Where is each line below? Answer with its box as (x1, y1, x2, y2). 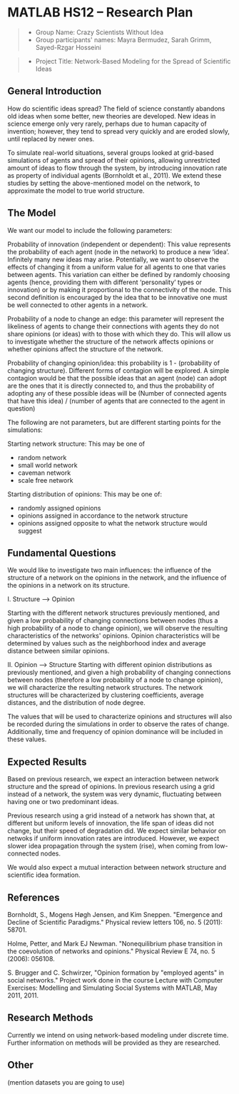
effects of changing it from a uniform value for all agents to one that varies (7, 262, 226, 271)
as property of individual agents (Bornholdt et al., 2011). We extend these (7, 171, 222, 179)
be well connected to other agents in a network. (7, 301, 148, 309)
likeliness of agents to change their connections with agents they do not (7, 322, 219, 331)
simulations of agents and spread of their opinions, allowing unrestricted (7, 156, 220, 164)
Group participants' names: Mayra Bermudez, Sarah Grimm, (35, 35, 212, 44)
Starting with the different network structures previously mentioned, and (7, 608, 220, 618)
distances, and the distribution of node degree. (7, 698, 146, 707)
